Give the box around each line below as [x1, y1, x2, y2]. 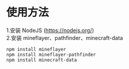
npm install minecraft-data [6, 57, 78, 63]
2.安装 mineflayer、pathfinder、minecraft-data [6, 34, 123, 41]
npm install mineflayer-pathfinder [6, 51, 96, 57]
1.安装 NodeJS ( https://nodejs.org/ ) [6, 27, 94, 34]
